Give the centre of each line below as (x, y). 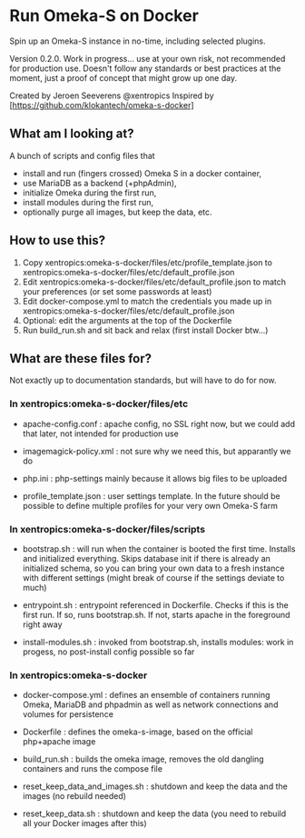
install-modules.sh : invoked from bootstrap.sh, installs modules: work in (158, 642)
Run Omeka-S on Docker (104, 16)
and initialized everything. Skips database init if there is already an (146, 558)
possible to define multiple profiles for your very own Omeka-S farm (150, 505)
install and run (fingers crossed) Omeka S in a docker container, (142, 173)
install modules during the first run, (88, 202)
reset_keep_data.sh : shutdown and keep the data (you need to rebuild (154, 813)
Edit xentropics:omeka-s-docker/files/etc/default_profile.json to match (154, 282)
